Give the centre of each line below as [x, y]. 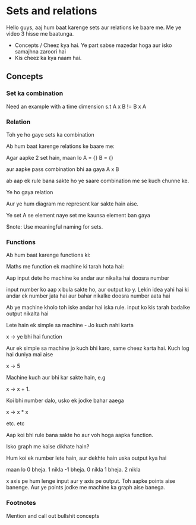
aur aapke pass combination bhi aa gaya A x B [63, 169]
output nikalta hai [27, 314]
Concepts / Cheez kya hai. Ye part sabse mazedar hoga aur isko [93, 45]
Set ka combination [35, 93]
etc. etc [15, 423]
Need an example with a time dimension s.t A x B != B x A [76, 106]
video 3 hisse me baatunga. [40, 33]
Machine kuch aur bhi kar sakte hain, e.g [56, 378]
